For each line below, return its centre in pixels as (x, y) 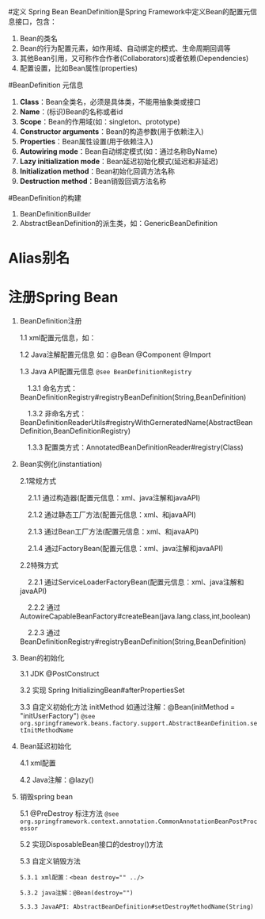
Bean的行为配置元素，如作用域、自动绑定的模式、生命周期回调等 (125, 48)
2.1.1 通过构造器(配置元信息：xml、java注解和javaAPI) (114, 498)
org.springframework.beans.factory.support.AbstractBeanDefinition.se (138, 724)
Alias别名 (39, 258)
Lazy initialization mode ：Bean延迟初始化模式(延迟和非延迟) (119, 161)
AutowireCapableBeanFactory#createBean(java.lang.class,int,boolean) (135, 616)
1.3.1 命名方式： (52, 389)
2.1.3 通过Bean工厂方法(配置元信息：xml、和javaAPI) (113, 532)
